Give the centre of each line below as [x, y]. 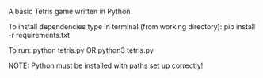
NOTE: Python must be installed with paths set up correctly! [106, 65]
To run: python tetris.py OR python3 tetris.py [81, 50]
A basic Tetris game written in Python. [71, 11]
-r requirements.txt [39, 35]
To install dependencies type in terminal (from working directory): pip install [132, 26]
